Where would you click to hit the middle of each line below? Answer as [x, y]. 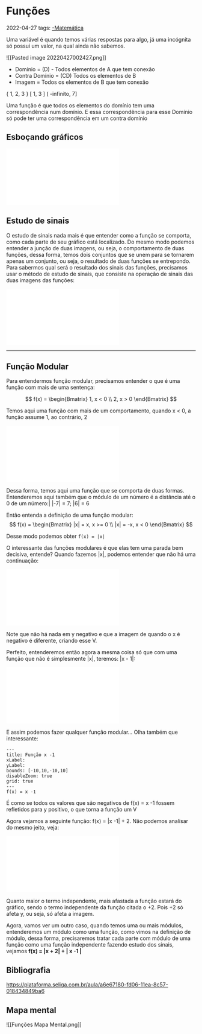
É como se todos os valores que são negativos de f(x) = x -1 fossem [90, 803]
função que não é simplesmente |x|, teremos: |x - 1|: [71, 659]
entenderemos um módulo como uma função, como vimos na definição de [99, 932]
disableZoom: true [29, 776]
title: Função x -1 [31, 755]
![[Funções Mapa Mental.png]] [44, 1024]
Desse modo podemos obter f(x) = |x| [56, 536]
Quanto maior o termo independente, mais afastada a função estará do [94, 901]
